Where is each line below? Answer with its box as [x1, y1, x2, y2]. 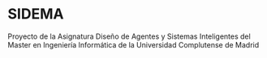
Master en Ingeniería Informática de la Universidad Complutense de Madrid [7, 39, 260, 49]
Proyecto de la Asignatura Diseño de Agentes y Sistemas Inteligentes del [7, 31, 251, 41]
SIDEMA [7, 5, 64, 23]
